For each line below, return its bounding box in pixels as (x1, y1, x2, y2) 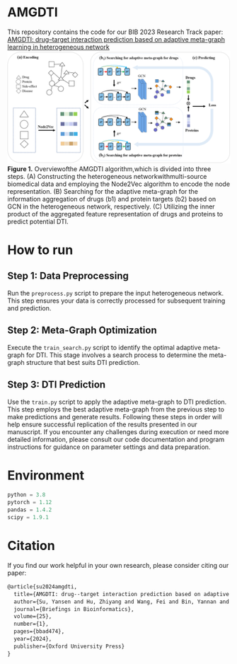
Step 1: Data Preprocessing (7, 270, 129, 282)
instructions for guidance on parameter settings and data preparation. (7, 443, 211, 451)
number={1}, (13, 620, 50, 628)
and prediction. (7, 303, 52, 312)
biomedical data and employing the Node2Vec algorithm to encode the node (7, 180, 231, 188)
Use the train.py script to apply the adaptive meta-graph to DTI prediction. (7, 397, 227, 406)
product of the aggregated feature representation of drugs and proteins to (7, 209, 224, 218)
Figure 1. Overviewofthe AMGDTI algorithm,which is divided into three (7, 164, 212, 173)
